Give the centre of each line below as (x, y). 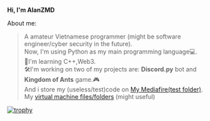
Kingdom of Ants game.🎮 (62, 79)
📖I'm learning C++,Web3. (60, 62)
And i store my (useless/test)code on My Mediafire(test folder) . (113, 89)
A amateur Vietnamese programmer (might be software (102, 36)
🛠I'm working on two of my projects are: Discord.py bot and (110, 69)
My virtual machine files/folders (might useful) (90, 97)
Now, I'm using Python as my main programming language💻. (111, 52)
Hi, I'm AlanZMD (31, 10)
